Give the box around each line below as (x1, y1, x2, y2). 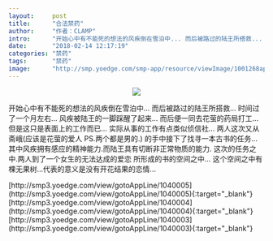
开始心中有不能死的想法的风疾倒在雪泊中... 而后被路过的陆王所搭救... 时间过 (8, 103, 260, 113)
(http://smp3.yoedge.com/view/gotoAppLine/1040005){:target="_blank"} (8, 188, 253, 199)
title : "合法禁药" (8, 19, 84, 28)
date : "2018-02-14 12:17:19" (8, 42, 129, 50)
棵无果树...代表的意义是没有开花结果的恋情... (8, 164, 157, 174)
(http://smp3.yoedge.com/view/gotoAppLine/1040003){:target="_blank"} (8, 223, 253, 233)
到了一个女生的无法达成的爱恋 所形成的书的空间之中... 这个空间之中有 (32, 153, 263, 163)
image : (8, 65, 31, 73)
